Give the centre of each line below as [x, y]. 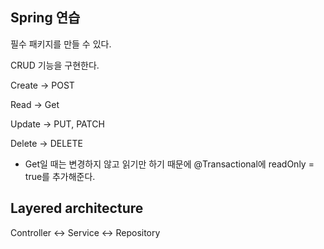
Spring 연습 [45, 18]
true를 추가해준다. [60, 176]
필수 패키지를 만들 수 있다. [61, 44]
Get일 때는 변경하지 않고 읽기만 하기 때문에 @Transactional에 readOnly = [169, 164]
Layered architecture [77, 208]
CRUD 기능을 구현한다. [55, 65]
